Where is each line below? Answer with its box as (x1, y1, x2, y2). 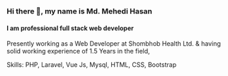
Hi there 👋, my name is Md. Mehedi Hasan (6, 6, 153, 16)
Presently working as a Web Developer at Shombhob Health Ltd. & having (6, 39, 221, 48)
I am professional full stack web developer (6, 24, 134, 32)
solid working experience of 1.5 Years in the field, (6, 47, 150, 56)
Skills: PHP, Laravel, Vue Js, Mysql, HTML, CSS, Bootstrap (6, 61, 177, 69)
